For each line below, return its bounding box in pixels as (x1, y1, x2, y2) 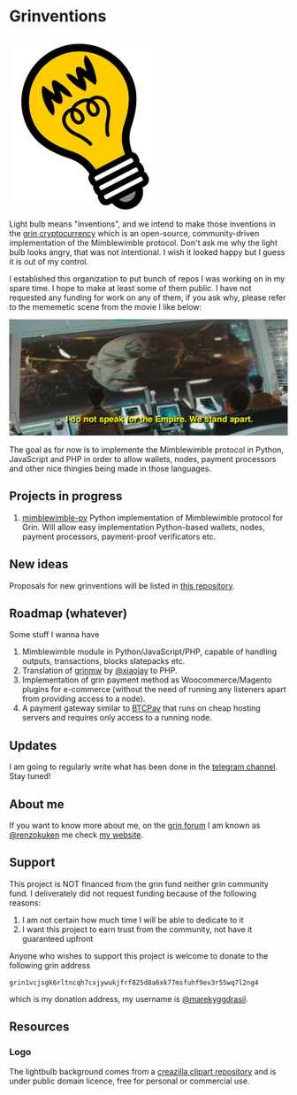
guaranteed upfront (21, 933, 94, 944)
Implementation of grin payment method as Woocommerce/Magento (21, 675, 272, 685)
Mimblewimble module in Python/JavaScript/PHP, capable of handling (21, 646, 278, 657)
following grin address (9, 960, 91, 970)
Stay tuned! (9, 771, 51, 782)
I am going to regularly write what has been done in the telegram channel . (9, 761, 278, 772)
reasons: (9, 897, 42, 908)
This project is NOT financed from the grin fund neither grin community (9, 878, 270, 889)
